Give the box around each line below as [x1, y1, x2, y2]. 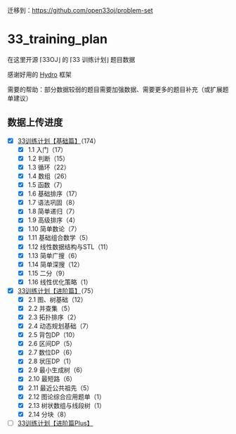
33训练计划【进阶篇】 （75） [17, 286, 98, 295]
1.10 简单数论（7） [27, 224, 81, 234]
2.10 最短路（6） [27, 375, 77, 383]
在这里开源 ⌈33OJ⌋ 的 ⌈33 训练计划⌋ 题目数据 [7, 55, 136, 63]
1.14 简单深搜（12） [27, 260, 84, 269]
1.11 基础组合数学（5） [27, 234, 92, 242]
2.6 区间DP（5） [27, 340, 76, 348]
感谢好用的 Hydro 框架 [7, 70, 72, 79]
